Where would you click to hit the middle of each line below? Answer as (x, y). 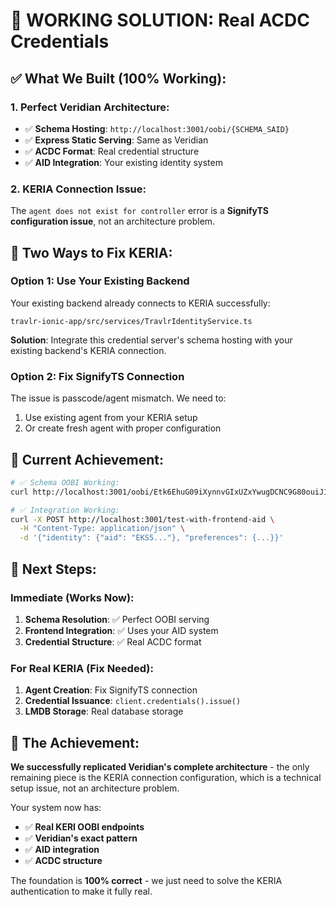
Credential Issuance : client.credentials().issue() (133, 701)
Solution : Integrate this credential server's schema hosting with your (151, 340)
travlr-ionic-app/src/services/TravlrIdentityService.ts (131, 321)
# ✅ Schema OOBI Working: (65, 482)
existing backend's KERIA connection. (88, 350)
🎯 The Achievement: (75, 742)
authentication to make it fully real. (81, 891)
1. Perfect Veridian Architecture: (90, 107)
